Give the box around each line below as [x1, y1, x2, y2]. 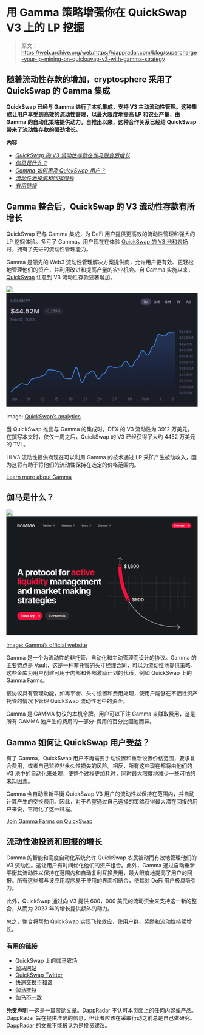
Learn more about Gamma [6, 473, 72, 480]
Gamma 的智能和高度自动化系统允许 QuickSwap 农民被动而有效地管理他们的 [6, 854, 197, 861]
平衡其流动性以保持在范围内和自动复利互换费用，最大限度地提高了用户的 [6, 869, 187, 876]
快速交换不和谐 [15, 979, 53, 986]
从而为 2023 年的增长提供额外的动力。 [16, 904, 114, 912]
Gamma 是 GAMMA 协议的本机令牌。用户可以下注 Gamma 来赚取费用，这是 [6, 710, 195, 717]
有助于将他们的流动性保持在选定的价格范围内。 [22, 461, 140, 468]
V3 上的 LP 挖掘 [6, 21, 84, 35]
